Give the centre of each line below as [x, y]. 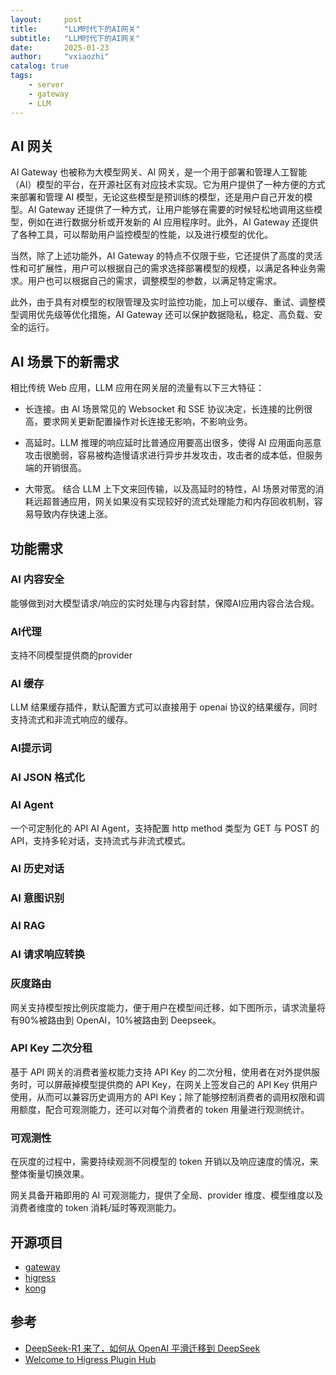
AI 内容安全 [37, 579]
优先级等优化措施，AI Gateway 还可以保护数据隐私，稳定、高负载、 [175, 315]
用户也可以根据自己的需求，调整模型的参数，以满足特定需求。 [154, 281]
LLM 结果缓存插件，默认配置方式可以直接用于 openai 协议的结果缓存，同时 [164, 707]
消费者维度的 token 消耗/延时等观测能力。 [96, 1208]
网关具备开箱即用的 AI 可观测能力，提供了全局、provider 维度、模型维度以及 [167, 1195]
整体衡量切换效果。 [50, 1174]
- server [46, 85]
